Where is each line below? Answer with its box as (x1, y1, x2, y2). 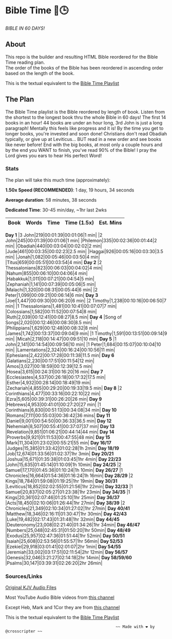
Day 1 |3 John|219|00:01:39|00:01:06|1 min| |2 (5, 232, 103, 238)
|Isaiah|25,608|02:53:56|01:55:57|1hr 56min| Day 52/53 (5, 538, 123, 544)
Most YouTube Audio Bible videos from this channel (5, 594, 114, 600)
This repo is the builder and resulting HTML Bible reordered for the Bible (5, 54, 158, 60)
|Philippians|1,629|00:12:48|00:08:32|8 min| (5, 325, 99, 331)
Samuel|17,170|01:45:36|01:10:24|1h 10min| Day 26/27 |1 (5, 467, 123, 473)
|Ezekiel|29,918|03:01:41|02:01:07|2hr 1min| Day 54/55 (5, 543, 121, 549)
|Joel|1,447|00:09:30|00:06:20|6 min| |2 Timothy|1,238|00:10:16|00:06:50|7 (5, 297, 167, 304)
